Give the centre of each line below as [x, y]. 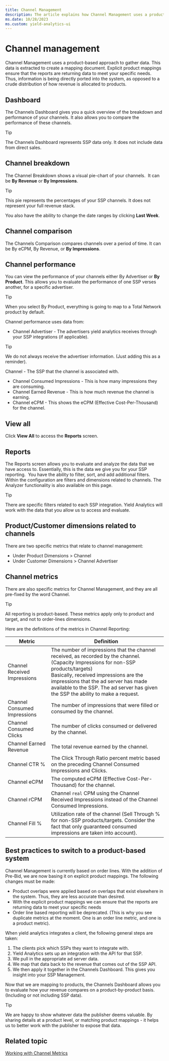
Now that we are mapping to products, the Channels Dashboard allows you [83, 985]
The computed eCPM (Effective [88, 779]
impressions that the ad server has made [99, 681]
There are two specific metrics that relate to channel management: [74, 546]
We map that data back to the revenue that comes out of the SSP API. [84, 964]
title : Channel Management [33, 10]
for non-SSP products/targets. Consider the [103, 820]
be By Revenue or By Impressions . [42, 181]
